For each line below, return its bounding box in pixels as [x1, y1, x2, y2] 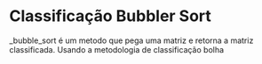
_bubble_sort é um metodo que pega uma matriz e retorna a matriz [9, 35, 254, 46]
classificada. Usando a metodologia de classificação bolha [9, 44, 225, 54]
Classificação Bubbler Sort [9, 6, 211, 26]
